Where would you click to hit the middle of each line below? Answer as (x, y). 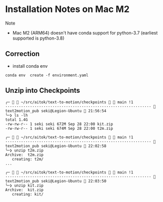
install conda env (30, 66)
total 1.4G (17, 120)
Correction (23, 54)
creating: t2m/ (28, 159)
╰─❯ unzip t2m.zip (24, 150)
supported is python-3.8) (38, 38)
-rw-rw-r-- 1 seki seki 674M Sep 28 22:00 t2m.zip (59, 128)
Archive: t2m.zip (24, 155)
